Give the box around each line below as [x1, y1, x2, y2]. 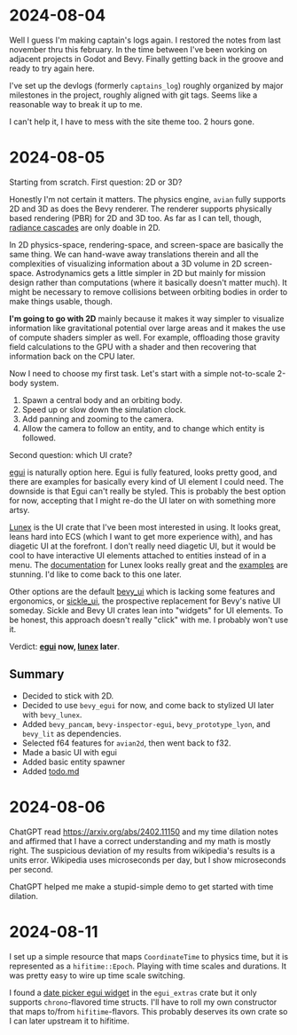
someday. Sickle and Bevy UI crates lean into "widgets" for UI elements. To [9, 604, 284, 615]
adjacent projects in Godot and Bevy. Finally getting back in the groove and [9, 53, 284, 64]
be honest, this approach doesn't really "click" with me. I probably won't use [9, 614, 289, 625]
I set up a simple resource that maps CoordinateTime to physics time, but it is [9, 951, 289, 961]
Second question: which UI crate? [9, 449, 133, 460]
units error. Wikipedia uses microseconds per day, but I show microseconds [9, 854, 286, 865]
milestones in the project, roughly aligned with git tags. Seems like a [9, 90, 258, 100]
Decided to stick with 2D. [21, 690, 114, 701]
